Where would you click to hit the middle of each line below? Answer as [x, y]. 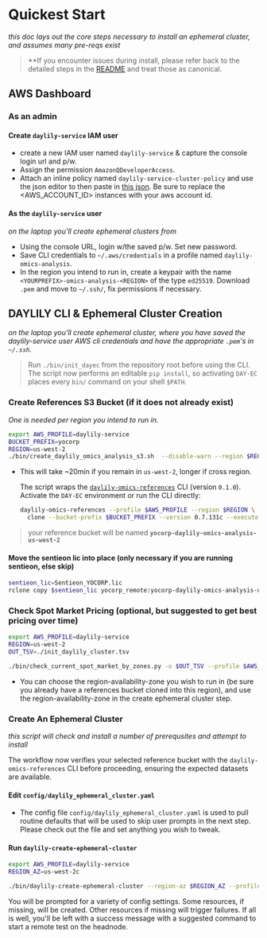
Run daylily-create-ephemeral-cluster [73, 847]
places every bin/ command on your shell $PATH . [107, 382]
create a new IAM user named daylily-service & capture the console [133, 153]
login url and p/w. [48, 161]
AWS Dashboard [50, 94]
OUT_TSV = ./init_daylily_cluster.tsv [69, 652]
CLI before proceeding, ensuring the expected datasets [158, 769]
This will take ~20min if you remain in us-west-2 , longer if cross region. [135, 472]
